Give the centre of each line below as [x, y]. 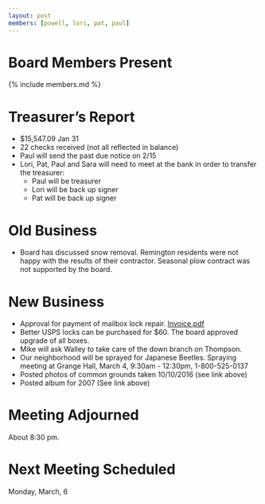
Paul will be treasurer [66, 181]
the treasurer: [42, 173]
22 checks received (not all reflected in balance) [99, 148]
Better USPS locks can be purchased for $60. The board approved [129, 333]
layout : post [30, 16]
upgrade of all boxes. [55, 341]
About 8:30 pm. [34, 437]
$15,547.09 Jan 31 [49, 139]
